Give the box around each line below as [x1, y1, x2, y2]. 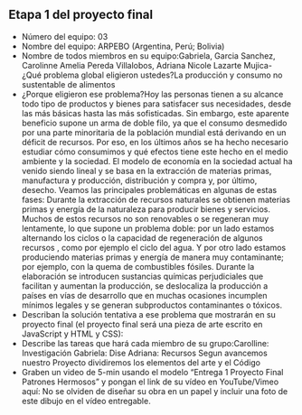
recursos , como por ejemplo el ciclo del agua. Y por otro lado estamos [21, 242, 287, 253]
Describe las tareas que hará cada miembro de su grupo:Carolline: [21, 337, 269, 348]
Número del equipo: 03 [21, 31, 109, 41]
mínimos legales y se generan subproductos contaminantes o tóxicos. [21, 300, 282, 310]
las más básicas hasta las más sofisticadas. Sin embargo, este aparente [21, 107, 290, 118]
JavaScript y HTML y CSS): [21, 328, 124, 339]
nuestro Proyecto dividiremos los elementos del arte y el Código [21, 356, 261, 368]
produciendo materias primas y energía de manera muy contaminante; [21, 252, 284, 263]
